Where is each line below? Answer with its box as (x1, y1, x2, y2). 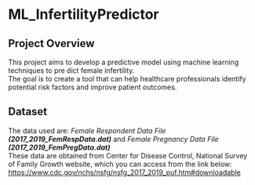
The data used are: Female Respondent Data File (8, 125, 166, 135)
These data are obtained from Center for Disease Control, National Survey (8, 151, 248, 160)
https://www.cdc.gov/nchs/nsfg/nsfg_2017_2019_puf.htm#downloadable (8, 167, 241, 177)
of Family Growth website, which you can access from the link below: (8, 159, 233, 169)
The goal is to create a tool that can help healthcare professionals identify (8, 74, 246, 83)
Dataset (8, 105, 48, 118)
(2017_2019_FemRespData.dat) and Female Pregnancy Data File (8, 134, 220, 143)
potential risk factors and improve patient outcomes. (8, 82, 177, 92)
